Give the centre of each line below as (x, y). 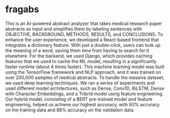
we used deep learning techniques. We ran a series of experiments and (80, 83)
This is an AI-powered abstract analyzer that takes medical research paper (83, 23)
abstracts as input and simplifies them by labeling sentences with (74, 28)
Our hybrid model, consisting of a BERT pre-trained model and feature (79, 99)
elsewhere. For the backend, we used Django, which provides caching (79, 56)
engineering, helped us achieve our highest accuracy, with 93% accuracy (82, 104)
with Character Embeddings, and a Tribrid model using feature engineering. (84, 94)
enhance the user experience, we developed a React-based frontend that (82, 40)
